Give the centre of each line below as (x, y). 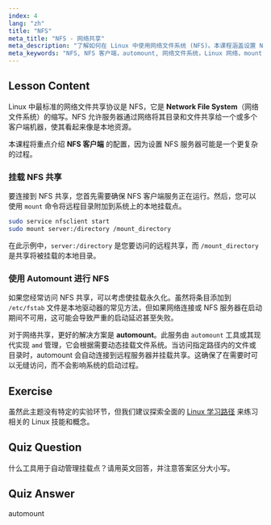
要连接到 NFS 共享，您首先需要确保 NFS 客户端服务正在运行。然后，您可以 (132, 196)
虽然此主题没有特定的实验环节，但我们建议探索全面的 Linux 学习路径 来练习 (133, 411)
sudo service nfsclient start (59, 222)
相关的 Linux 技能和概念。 (51, 422)
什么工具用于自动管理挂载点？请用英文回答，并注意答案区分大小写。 (121, 468)
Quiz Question (45, 448)
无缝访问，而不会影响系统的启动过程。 (79, 365)
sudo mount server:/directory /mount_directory (90, 229)
